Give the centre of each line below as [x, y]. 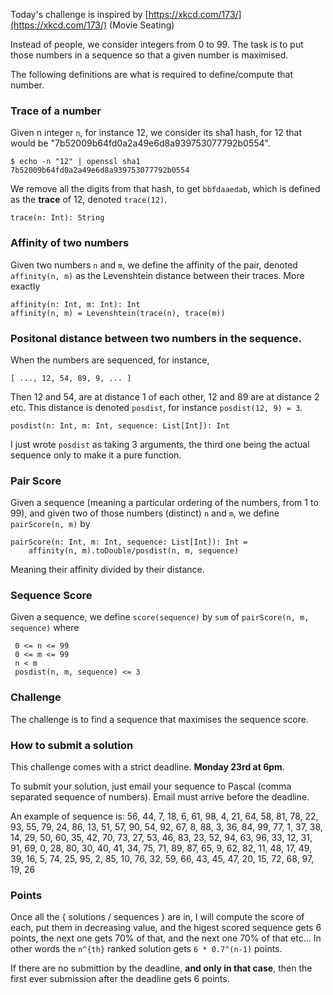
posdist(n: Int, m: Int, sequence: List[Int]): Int [120, 425]
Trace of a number [56, 111]
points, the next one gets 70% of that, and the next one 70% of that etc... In [166, 938]
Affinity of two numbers [70, 243]
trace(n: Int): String [57, 218]
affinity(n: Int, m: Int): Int [75, 304]
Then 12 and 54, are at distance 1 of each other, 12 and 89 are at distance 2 [165, 396]
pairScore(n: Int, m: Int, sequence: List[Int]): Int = [129, 542]
